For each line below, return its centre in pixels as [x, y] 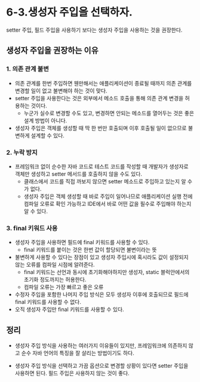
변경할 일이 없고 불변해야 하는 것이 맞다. [61, 91]
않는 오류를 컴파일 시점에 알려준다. [55, 265]
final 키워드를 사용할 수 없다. [48, 302]
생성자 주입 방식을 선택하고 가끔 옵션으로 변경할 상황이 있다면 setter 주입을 [101, 366]
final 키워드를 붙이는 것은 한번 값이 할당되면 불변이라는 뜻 [90, 250]
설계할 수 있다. [47, 135]
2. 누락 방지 [22, 152]
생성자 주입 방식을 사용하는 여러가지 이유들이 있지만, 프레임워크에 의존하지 [101, 346]
